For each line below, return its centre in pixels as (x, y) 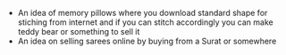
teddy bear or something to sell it (79, 31)
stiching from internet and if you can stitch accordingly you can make (146, 22)
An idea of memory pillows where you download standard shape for (143, 13)
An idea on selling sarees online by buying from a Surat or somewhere (147, 41)
